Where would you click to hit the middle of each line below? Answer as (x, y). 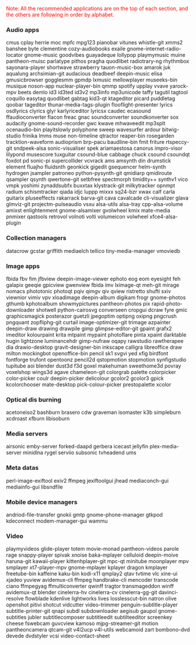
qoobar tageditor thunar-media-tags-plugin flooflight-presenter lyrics (90, 105)
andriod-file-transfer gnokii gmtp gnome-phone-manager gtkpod (85, 515)
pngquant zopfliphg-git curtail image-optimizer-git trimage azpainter (88, 322)
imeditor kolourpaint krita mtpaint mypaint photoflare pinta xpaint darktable (96, 334)
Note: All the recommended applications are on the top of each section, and (97, 8)
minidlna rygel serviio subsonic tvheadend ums (80, 452)
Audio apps (23, 30)
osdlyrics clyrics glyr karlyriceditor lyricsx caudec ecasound (78, 111)
